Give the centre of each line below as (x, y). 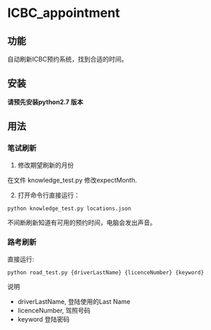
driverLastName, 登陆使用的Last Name (74, 301)
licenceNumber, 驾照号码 (54, 310)
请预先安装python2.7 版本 (45, 102)
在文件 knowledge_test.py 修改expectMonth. (72, 180)
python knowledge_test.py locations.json (69, 208)
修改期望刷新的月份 (46, 165)
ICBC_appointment (64, 13)
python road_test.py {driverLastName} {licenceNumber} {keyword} (105, 272)
